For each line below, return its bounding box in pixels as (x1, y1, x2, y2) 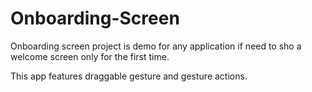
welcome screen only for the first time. (10, 50, 170, 62)
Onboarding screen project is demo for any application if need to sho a (10, 40, 302, 52)
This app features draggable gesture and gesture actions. (10, 70, 248, 82)
